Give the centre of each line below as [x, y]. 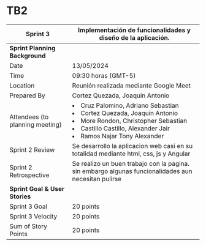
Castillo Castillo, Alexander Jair [125, 128]
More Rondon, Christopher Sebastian [134, 121]
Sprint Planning [32, 48]
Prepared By [27, 95]
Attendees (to [29, 117]
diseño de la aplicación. [134, 37]
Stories [20, 196]
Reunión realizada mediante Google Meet [132, 85]
